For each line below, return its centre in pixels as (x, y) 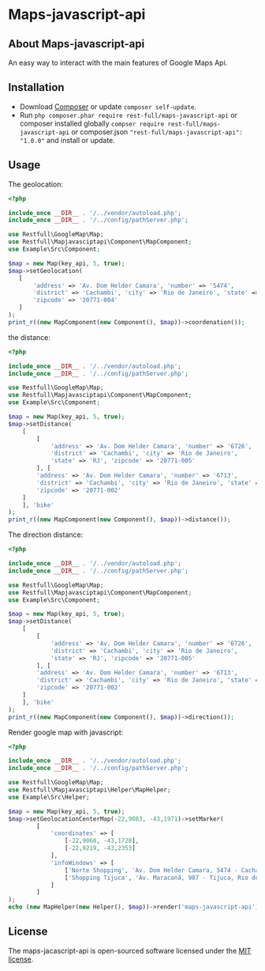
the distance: (30, 337)
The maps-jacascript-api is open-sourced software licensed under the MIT (130, 950)
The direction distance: (46, 535)
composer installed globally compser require (92, 123)
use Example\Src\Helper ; (49, 797)
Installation (36, 87)
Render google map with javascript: (66, 732)
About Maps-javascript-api (77, 44)
